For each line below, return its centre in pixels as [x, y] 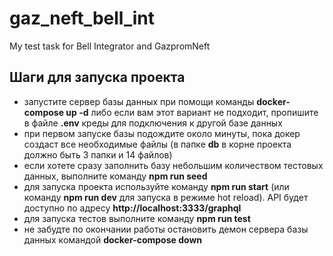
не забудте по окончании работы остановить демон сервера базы [166, 229]
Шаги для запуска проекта [97, 77]
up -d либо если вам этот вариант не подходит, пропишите [192, 112]
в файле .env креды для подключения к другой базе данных [153, 123]
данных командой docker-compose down [113, 239]
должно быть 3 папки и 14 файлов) [98, 154]
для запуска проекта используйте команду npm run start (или [156, 186]
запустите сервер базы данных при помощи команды [139, 101]
